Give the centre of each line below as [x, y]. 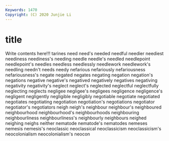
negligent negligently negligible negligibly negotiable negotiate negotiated [82, 97]
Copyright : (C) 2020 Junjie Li [38, 15]
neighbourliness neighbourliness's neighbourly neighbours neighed [76, 118]
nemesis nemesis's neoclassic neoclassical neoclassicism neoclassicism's [83, 129]
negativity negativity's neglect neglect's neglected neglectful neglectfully [82, 86]
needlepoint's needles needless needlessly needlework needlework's [78, 64]
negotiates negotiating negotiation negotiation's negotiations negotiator [80, 102]
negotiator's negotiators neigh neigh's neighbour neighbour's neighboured [83, 107]
